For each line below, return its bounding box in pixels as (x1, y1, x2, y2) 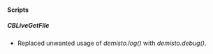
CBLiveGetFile (7, 21, 50, 30)
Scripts (7, 6, 29, 14)
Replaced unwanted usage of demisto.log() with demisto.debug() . (17, 39, 207, 47)
